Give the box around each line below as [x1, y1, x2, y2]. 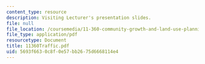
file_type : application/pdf [6, 32, 78, 38]
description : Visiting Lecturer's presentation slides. [6, 15, 151, 21]
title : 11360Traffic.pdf [6, 43, 70, 49]
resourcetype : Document [6, 37, 67, 43]
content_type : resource [6, 9, 67, 15]
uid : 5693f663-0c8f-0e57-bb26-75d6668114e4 [6, 49, 119, 55]
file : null [6, 20, 34, 26]
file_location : [6, 26, 45, 32]
